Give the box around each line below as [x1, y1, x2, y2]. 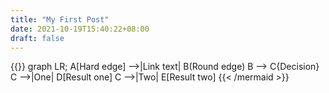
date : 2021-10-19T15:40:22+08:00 [10, 24, 150, 34]
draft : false [10, 33, 65, 43]
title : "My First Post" [10, 14, 110, 25]
